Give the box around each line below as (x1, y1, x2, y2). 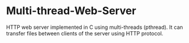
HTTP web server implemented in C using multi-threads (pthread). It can (6, 24, 184, 31)
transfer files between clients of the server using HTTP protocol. (6, 29, 164, 37)
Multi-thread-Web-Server (6, 4, 136, 18)
